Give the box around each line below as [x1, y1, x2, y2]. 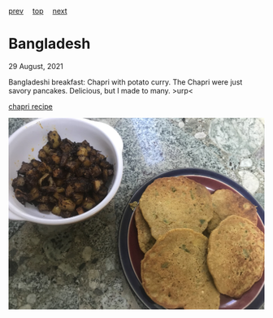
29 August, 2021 [8, 61, 63, 71]
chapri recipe [8, 101, 53, 111]
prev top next [8, 7, 67, 15]
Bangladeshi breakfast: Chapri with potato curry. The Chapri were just [8, 76, 243, 87]
